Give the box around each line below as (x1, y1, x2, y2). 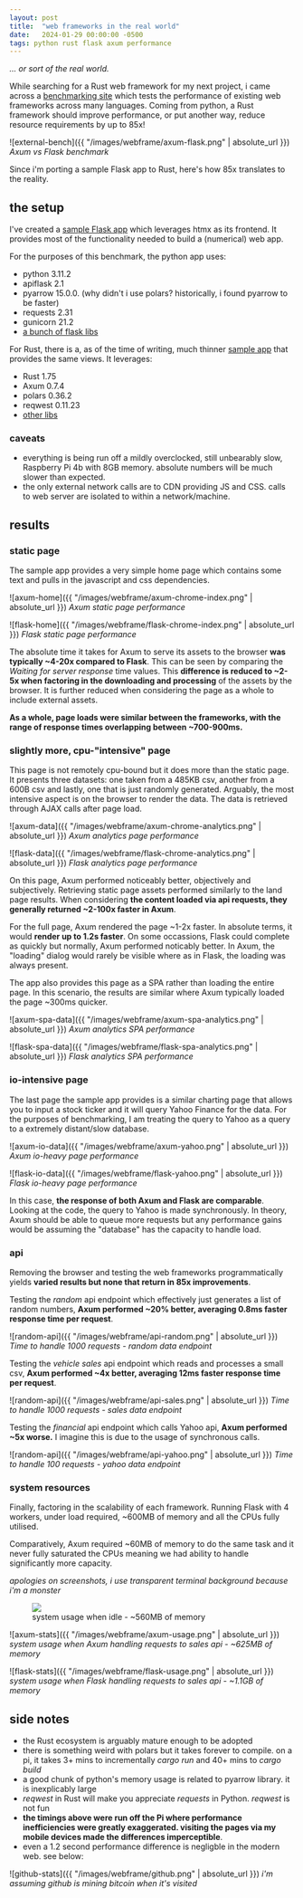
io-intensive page (9, 1073, 89, 1086)
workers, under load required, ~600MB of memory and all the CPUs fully (9, 1512, 280, 1522)
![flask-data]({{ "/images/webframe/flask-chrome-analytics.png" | (9, 848, 256, 859)
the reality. (9, 174, 50, 185)
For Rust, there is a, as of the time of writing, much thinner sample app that (9, 344, 289, 355)
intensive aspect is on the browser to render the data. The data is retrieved (9, 794, 288, 805)
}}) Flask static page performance (9, 629, 137, 640)
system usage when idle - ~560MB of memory (32, 1612, 206, 1623)
